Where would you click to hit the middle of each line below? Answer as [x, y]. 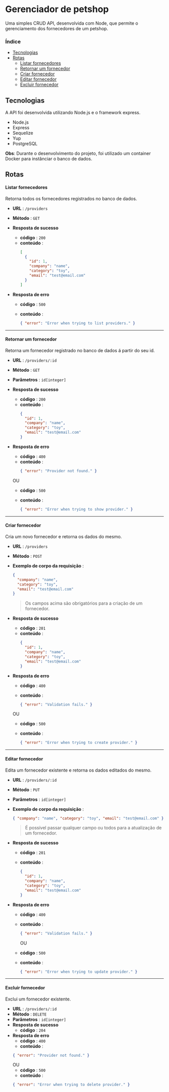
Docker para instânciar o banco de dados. [49, 159]
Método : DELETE [29, 1014]
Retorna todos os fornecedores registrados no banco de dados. [71, 198]
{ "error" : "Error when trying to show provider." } [76, 509]
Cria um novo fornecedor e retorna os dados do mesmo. [64, 536]
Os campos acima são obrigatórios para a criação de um [84, 603]
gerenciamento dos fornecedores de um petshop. [57, 28]
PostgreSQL [25, 144]
